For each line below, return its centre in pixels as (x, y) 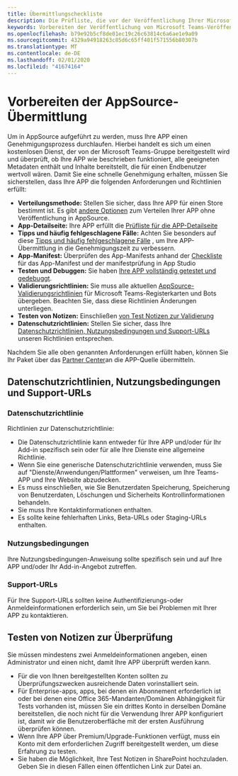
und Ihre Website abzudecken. (76, 480)
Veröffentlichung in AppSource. (63, 218)
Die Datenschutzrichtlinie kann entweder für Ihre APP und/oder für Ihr (119, 442)
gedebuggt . (34, 278)
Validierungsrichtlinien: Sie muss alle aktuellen (87, 286)
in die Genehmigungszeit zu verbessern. (117, 248)
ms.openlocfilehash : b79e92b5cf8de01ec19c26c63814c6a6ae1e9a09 (103, 34)
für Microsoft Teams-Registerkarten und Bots (150, 293)
